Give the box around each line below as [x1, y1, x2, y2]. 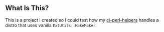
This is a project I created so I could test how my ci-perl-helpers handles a [5, 17, 159, 23]
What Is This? [5, 4, 49, 12]
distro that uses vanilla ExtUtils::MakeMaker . [5, 22, 97, 28]
